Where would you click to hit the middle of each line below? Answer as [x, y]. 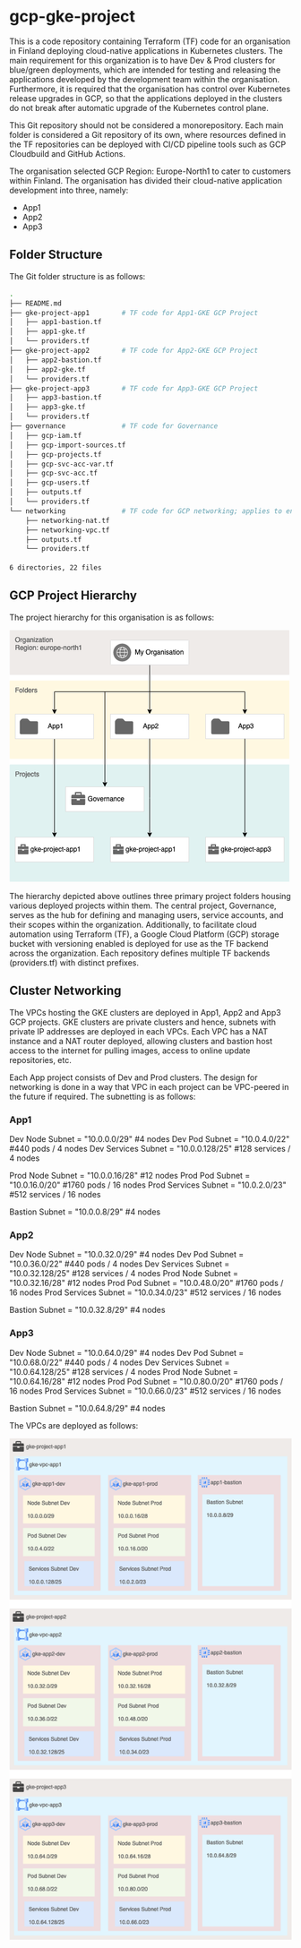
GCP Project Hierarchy [73, 596]
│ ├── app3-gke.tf [48, 408]
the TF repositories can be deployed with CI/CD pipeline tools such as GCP [148, 144]
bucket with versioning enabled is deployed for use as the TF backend [139, 943]
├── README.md [36, 303]
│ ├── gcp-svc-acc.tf [54, 473]
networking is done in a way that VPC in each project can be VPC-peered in [149, 1086]
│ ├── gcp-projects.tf [56, 454]
